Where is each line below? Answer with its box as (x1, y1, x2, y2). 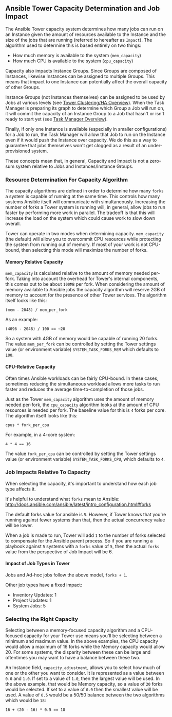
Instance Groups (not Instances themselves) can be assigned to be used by (5, 94, 165, 100)
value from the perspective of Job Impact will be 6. (5, 548, 113, 555)
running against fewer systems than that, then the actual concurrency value (5, 517, 165, 523)
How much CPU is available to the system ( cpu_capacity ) (12, 58, 133, 64)
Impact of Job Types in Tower (5, 561, 70, 567)
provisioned (5, 148, 31, 154)
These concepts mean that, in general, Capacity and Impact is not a (5, 158, 149, 164)
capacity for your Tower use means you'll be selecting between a (24, 633, 162, 639)
